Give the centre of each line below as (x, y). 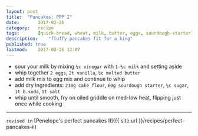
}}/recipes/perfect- (161, 120)
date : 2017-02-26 (35, 22)
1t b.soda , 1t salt (37, 91)
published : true (26, 45)
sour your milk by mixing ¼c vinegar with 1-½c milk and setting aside (98, 66)
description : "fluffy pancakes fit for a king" (70, 39)
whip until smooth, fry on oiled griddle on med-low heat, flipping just (98, 97)
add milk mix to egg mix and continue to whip (70, 79)
